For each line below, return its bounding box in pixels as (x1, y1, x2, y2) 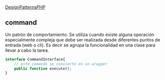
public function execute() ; (14, 66, 72, 71)
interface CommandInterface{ (5, 57, 65, 62)
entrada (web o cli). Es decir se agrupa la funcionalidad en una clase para (5, 42, 156, 48)
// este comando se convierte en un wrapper (14, 61, 108, 66)
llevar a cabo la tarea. (5, 47, 50, 53)
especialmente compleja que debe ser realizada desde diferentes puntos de (5, 37, 161, 42)
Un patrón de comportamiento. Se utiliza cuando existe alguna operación (5, 32, 155, 38)
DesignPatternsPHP (5, 4, 46, 10)
